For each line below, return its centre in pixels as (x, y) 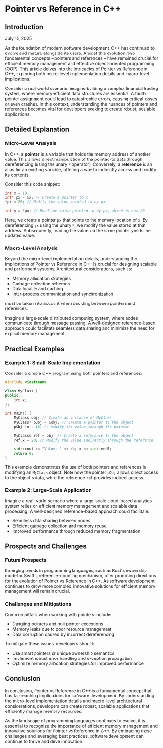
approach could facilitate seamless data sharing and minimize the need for (80, 328)
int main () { (18, 413)
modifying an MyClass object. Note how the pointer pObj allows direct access (81, 472)
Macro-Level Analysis (32, 248)
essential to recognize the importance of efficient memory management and (81, 726)
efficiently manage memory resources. (44, 711)
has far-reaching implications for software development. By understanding (80, 695)
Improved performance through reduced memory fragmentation (76, 531)
